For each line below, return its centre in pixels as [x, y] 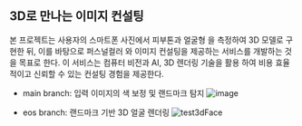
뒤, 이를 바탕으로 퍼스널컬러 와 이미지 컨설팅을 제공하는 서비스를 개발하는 [154, 51]
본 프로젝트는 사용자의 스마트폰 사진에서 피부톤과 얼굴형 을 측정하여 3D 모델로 [146, 40]
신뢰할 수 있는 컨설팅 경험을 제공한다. [99, 73]
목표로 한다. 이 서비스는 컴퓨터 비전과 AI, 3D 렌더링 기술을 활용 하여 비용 [146, 63]
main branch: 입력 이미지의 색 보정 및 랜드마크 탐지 [113, 92]
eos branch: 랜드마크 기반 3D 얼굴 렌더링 [96, 112]
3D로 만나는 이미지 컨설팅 [77, 16]
